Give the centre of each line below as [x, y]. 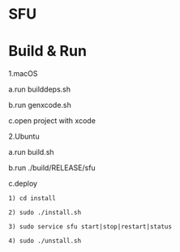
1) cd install [32, 199]
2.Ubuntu [24, 137]
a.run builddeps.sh [40, 89]
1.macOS [23, 74]
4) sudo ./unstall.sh [45, 241]
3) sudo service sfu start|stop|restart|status [90, 227]
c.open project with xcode [52, 121]
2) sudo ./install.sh [45, 213]
